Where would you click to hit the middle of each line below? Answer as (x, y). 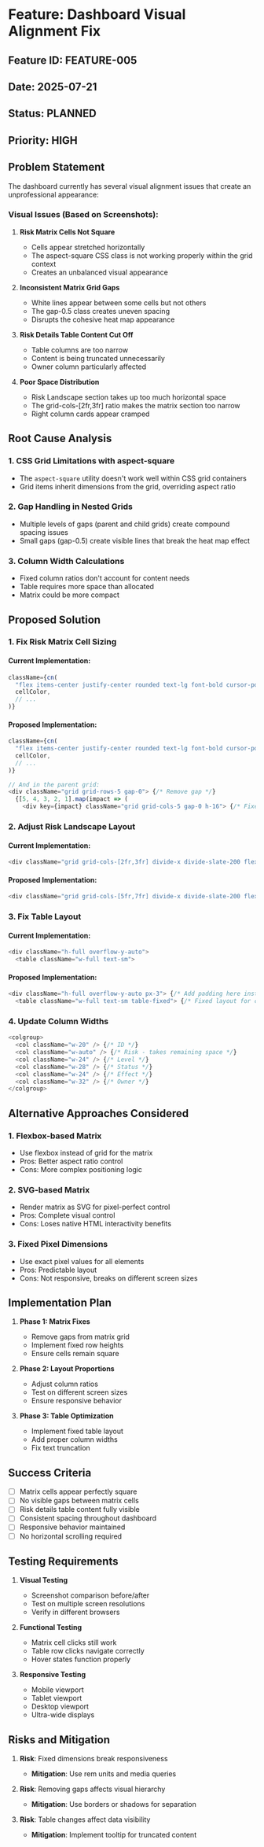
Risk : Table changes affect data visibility (85, 1819)
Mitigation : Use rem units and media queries (104, 1774)
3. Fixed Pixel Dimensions (58, 1244)
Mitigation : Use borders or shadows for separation (114, 1805)
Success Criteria (50, 1473)
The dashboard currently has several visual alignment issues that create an (130, 186)
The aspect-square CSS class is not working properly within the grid (142, 255)
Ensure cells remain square (75, 1354)
